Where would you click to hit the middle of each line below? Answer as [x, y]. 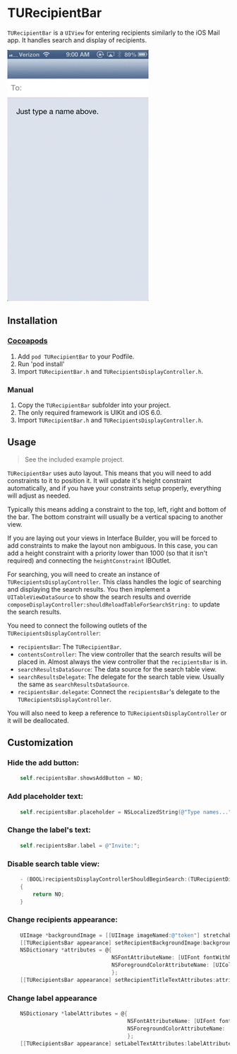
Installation [32, 321]
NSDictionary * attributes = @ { [66, 950]
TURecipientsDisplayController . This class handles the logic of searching [114, 582]
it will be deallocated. [38, 720]
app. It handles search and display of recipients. [77, 40]
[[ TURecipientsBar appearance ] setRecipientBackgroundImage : [111, 943]
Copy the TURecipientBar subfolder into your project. [94, 405]
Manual [20, 390]
